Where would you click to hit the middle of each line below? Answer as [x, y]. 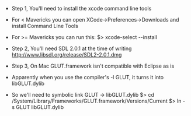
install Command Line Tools [45, 26]
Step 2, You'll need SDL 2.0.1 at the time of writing [72, 48]
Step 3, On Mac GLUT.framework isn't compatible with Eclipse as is [93, 66]
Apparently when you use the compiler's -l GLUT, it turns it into [88, 77]
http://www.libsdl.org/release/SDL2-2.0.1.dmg [67, 55]
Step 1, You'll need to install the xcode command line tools [81, 8]
